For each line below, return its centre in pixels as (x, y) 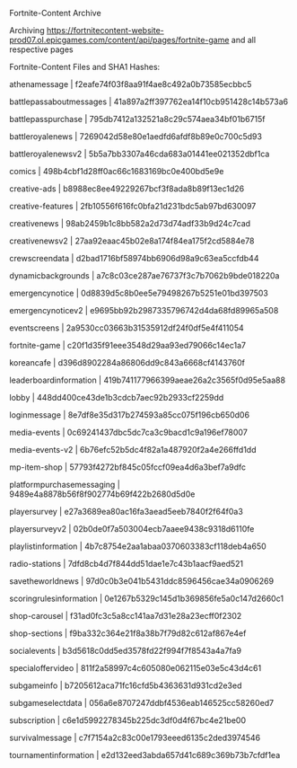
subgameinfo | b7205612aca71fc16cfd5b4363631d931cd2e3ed (126, 685)
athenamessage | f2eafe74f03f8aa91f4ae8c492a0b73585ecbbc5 (131, 84)
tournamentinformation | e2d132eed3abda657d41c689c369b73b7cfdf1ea (145, 755)
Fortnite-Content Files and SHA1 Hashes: (85, 67)
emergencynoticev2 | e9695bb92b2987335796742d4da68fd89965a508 (144, 310)
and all (244, 40)
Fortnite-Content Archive (55, 13)
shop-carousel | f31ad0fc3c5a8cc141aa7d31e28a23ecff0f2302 (126, 616)
